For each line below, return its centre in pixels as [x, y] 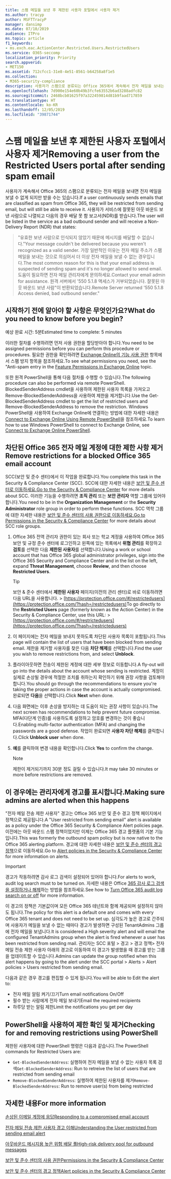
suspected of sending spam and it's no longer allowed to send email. [90, 268]
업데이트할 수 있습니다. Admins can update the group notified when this [83, 956]
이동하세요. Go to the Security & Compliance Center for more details [85, 490]
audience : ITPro [22, 34]
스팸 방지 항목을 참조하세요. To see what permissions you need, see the [83, 361]
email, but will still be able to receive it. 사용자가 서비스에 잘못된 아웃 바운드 [82, 209]
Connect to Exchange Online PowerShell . [48, 430]
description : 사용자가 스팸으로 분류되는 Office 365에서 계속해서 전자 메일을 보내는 [85, 86]
